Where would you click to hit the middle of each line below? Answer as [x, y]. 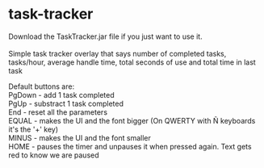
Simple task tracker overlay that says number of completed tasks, [117, 53]
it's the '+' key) [34, 129]
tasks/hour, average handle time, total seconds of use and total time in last [132, 62]
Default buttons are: [42, 86]
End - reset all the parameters [58, 112]
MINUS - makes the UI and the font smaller [80, 137]
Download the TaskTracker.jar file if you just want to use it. [106, 36]
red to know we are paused [54, 155]
